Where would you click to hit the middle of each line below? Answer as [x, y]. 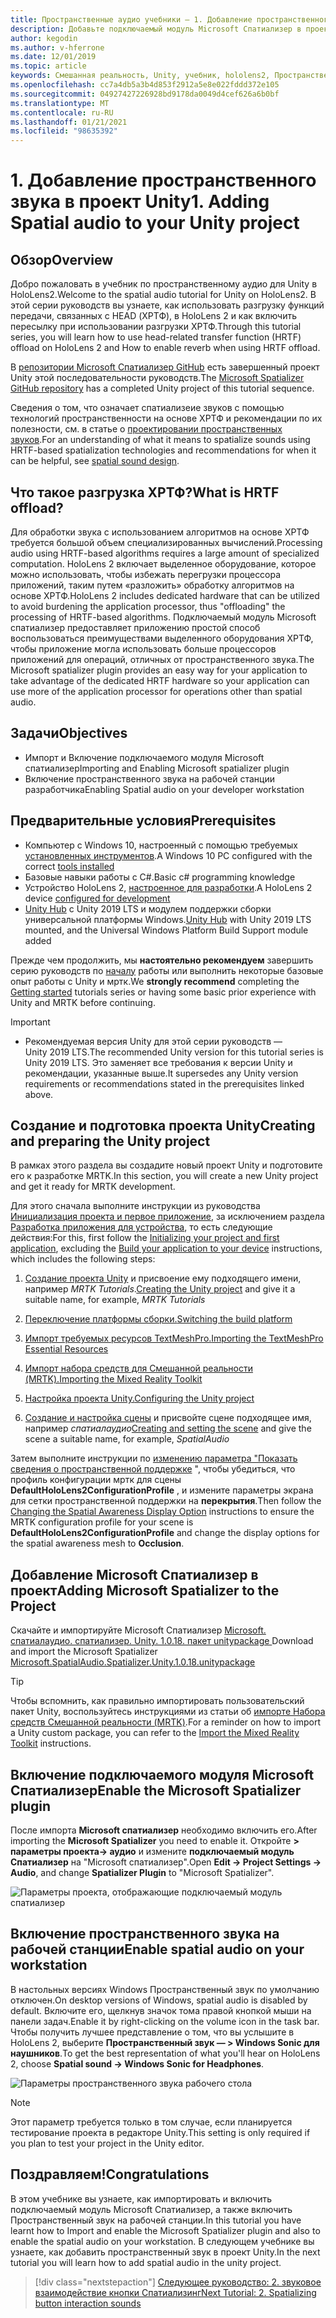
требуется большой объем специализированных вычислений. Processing [166, 542]
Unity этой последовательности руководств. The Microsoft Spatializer [157, 378]
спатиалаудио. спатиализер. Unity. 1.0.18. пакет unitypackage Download [162, 1641]
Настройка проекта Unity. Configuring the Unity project [139, 1398]
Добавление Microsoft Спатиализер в [134, 1574]
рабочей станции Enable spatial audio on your [157, 1949]
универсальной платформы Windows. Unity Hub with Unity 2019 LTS [168, 919]
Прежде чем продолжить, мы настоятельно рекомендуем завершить [162, 960]
